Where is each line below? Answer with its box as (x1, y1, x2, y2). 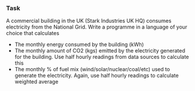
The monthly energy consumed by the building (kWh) (14, 41, 144, 48)
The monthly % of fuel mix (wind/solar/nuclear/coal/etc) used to (14, 66, 170, 73)
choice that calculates (6, 30, 60, 37)
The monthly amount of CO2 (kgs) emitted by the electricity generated (14, 47, 186, 54)
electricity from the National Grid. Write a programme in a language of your (6, 23, 188, 30)
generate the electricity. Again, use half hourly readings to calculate (14, 72, 179, 79)
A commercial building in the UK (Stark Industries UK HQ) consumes (6, 17, 172, 24)
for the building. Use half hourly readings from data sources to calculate (14, 54, 189, 61)
